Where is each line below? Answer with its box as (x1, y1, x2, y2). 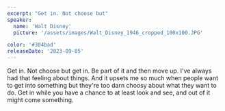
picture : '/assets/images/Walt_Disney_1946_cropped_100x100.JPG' (13, 29, 204, 36)
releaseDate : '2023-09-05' (7, 48, 84, 55)
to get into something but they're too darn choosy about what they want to (7, 82, 217, 89)
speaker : (7, 16, 32, 23)
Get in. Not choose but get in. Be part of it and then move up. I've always (7, 66, 212, 75)
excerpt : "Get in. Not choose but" (7, 10, 109, 17)
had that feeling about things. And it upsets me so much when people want (7, 74, 219, 82)
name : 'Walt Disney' (13, 23, 72, 29)
